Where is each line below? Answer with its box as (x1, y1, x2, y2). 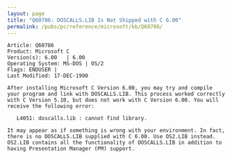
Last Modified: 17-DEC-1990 (7, 72, 89, 80)
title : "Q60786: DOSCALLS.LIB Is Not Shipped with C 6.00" (7, 17, 182, 24)
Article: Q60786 (7, 42, 54, 49)
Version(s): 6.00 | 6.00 (7, 54, 85, 61)
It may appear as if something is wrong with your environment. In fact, (7, 127, 226, 134)
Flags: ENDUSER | (7, 67, 58, 74)
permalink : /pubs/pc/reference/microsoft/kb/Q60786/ (7, 23, 163, 30)
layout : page (7, 10, 45, 17)
